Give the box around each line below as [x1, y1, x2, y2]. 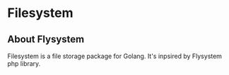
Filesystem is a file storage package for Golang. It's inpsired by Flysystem [7, 52, 223, 60]
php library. [7, 59, 41, 68]
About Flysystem [7, 33, 85, 45]
